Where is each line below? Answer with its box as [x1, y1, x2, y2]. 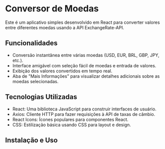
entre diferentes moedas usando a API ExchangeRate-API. [5, 24, 124, 30]
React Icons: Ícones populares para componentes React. [12, 116, 129, 122]
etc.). [12, 57, 23, 63]
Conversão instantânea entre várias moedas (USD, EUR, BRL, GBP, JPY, [12, 52, 160, 58]
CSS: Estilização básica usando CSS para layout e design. [12, 122, 131, 128]
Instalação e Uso [5, 136, 58, 144]
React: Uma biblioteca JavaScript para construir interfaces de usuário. [12, 106, 157, 112]
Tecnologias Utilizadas [5, 93, 78, 101]
